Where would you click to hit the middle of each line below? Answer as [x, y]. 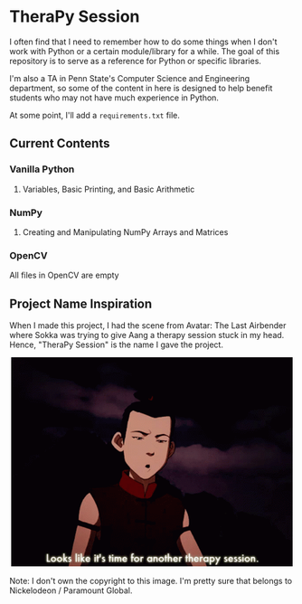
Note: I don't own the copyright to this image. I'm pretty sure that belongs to [151, 581]
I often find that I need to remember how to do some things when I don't [143, 42]
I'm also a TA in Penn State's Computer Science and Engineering [130, 78]
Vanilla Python [42, 169]
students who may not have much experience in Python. [114, 98]
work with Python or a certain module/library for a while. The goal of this [145, 51]
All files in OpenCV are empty [64, 275]
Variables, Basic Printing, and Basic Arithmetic [109, 189]
